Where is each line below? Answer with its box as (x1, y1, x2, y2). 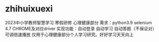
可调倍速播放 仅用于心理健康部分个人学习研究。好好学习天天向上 (5, 31, 134, 37)
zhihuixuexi (5, 3, 53, 14)
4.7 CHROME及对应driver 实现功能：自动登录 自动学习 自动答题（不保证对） (5, 25, 157, 31)
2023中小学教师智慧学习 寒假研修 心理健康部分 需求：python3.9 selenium (5, 20, 152, 25)
